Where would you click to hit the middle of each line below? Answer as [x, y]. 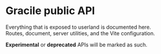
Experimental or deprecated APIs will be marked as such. [76, 45]
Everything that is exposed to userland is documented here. [78, 27]
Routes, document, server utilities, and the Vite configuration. [80, 33]
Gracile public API [50, 11]
